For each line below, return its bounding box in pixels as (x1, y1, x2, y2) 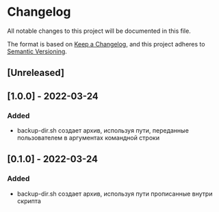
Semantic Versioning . (7, 47, 67, 55)
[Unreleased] (7, 67, 65, 79)
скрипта (16, 196, 41, 205)
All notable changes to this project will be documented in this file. (7, 27, 192, 35)
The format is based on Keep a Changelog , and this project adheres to (7, 40, 205, 48)
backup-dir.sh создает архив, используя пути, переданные (16, 127, 190, 135)
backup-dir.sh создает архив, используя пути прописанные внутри (16, 189, 213, 198)
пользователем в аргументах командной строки (16, 134, 159, 142)
